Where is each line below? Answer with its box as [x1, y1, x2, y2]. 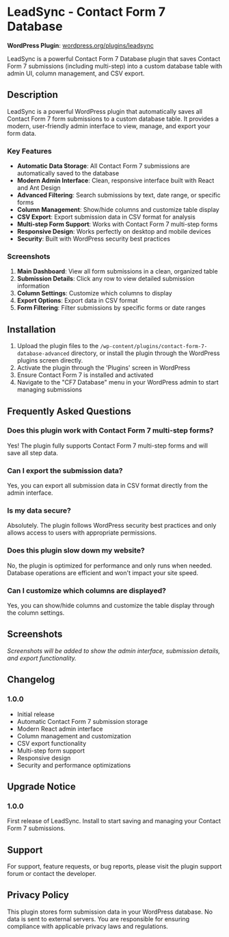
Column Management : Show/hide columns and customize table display [16, 206, 220, 214]
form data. [7, 129, 36, 137]
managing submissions [16, 385, 82, 394]
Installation [7, 324, 56, 335]
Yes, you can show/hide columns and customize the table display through [7, 601, 215, 610]
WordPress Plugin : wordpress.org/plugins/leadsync [7, 41, 154, 49]
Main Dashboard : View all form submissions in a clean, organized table [16, 267, 218, 276]
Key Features [7, 146, 53, 156]
